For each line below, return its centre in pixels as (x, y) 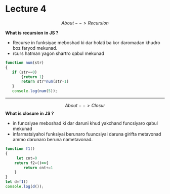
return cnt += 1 (38, 168)
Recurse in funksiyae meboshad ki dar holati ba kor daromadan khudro (86, 42)
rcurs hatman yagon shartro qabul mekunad (58, 53)
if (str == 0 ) (25, 72)
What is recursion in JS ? (32, 33)
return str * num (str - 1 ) (45, 82)
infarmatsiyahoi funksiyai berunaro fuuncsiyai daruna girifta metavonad (87, 134)
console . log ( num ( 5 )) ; (35, 91)
